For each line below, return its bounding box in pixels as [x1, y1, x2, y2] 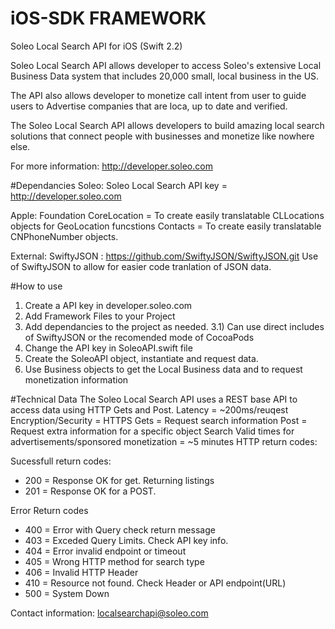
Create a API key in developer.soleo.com [24, 299, 193, 311]
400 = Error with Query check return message [24, 523, 216, 536]
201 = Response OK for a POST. [24, 485, 157, 497]
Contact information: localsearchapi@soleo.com [10, 607, 209, 619]
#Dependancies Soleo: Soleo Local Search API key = [10, 179, 228, 191]
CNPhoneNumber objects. [10, 230, 119, 242]
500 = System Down [24, 587, 110, 599]
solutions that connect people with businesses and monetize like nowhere [10, 130, 315, 142]
